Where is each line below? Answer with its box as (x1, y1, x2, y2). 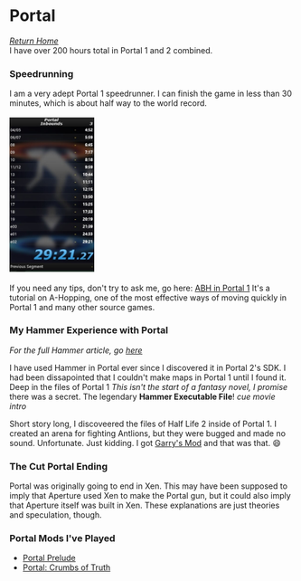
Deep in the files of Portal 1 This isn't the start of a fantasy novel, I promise (9, 381, 288, 392)
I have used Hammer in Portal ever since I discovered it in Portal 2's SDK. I (9, 362, 287, 373)
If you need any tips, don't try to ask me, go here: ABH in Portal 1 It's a (9, 282, 271, 293)
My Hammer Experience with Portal (9, 324, 169, 337)
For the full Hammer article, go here (9, 345, 143, 356)
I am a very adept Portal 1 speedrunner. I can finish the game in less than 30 (9, 88, 292, 100)
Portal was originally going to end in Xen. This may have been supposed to (9, 481, 287, 491)
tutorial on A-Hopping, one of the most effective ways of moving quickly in (9, 291, 287, 303)
